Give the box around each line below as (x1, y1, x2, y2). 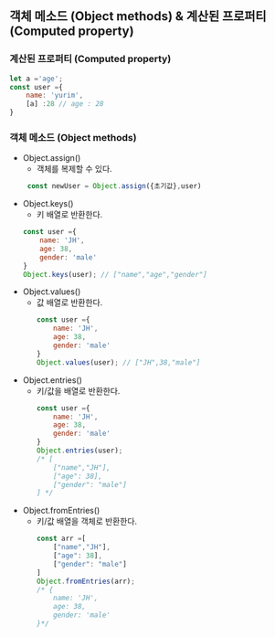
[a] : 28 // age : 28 (26, 100, 104, 109)
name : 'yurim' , (26, 90, 84, 101)
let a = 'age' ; (9, 74, 64, 83)
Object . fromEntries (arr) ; (36, 577, 135, 586)
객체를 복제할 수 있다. (36, 164, 112, 175)
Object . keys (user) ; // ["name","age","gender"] (22, 270, 207, 279)
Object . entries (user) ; (36, 446, 123, 455)
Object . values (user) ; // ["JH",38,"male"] (36, 357, 201, 367)
